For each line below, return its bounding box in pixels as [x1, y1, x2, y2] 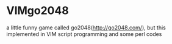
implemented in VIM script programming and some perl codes [6, 30, 162, 37]
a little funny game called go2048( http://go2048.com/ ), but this [6, 24, 166, 31]
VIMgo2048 [6, 4, 69, 18]
